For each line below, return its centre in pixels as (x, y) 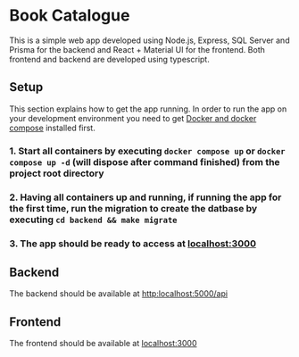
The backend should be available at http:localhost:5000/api (119, 294)
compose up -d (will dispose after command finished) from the (145, 162)
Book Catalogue (70, 16)
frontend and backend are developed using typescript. (109, 59)
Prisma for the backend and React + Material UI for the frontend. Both (137, 49)
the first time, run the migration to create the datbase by (133, 208)
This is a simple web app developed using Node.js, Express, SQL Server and (149, 40)
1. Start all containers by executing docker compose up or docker (147, 151)
